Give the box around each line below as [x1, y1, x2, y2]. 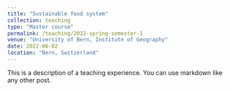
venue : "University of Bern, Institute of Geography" [7, 36, 169, 43]
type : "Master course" [7, 23, 74, 30]
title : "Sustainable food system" [7, 10, 109, 17]
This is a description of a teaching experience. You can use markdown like [7, 68, 223, 77]
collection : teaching [7, 17, 71, 24]
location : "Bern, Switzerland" [7, 50, 99, 57]
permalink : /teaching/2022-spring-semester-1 [7, 29, 143, 37]
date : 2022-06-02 [7, 43, 58, 50]
